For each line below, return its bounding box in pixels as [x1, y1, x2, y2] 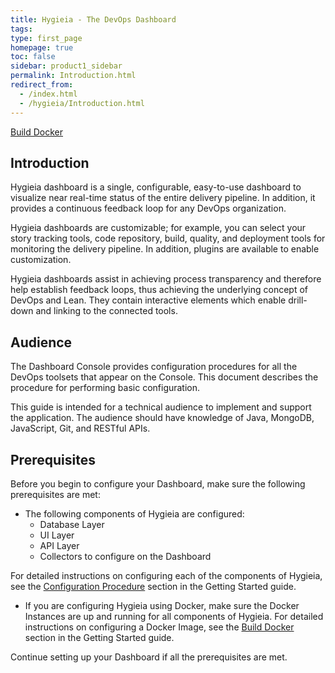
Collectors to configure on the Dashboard [39, 550, 212, 562]
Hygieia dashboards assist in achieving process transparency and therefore [10, 273, 322, 285]
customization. [10, 254, 72, 266]
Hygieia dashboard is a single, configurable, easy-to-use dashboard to [10, 181, 302, 193]
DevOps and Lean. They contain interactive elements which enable [10, 294, 287, 306]
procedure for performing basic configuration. [10, 382, 201, 394]
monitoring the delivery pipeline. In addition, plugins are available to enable [10, 243, 320, 255]
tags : [10, 24, 33, 34]
